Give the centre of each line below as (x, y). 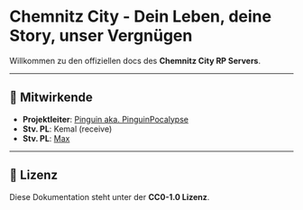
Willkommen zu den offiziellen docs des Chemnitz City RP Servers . (135, 60)
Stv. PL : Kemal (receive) (67, 129)
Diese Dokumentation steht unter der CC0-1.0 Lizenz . (110, 196)
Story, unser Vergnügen (101, 36)
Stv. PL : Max (46, 138)
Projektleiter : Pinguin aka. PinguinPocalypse (106, 119)
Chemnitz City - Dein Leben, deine (141, 17)
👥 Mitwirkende (51, 98)
